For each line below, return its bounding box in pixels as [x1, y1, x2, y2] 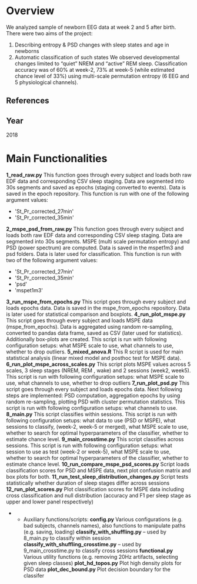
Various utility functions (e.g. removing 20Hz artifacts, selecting [23, 553, 178, 560]
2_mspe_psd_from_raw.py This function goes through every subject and [6, 225, 184, 233]
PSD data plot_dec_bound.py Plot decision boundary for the [23, 566, 171, 573]
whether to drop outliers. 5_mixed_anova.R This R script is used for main [6, 348, 183, 355]
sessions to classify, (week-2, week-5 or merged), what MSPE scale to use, [6, 423, 189, 431]
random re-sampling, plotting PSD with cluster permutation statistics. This [6, 398, 185, 405]
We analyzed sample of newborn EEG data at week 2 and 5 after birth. [6, 24, 176, 31]
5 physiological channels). [14, 78, 78, 86]
